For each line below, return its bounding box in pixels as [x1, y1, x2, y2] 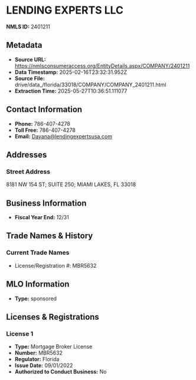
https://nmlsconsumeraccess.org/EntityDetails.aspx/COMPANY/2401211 [14, 62, 190, 69]
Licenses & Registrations [6, 311, 99, 322]
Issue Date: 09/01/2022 [14, 362, 73, 369]
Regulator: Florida [14, 356, 60, 363]
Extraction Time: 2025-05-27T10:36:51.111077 [14, 87, 128, 95]
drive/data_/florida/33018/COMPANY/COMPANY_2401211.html [14, 81, 166, 88]
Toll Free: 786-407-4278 [14, 126, 76, 134]
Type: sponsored [14, 295, 57, 302]
